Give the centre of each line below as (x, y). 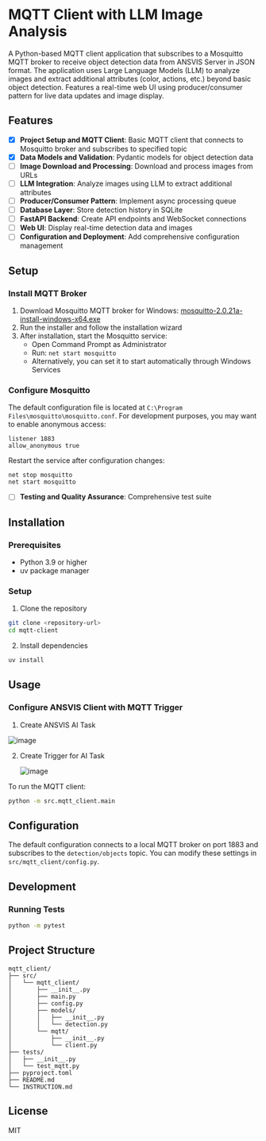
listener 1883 (32, 439)
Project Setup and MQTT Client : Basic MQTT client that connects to (131, 140)
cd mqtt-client (33, 630)
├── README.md (32, 1080)
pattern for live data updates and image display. (86, 95)
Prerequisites (35, 545)
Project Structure (52, 950)
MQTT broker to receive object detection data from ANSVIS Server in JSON (132, 62)
